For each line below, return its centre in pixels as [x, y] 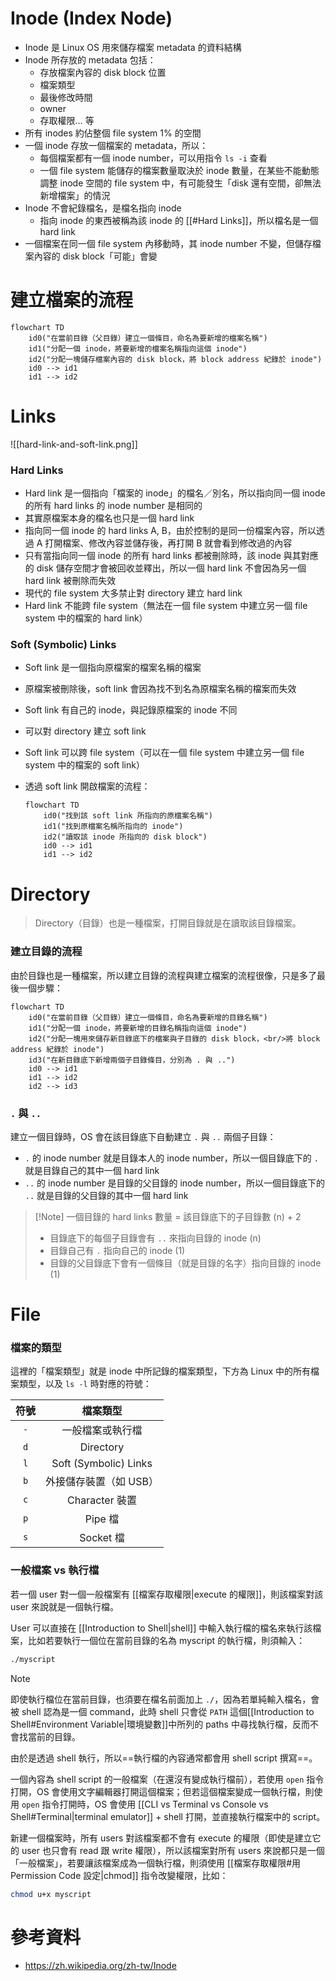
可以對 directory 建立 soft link [85, 731]
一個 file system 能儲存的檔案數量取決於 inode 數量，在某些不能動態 [179, 170]
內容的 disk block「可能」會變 [95, 256]
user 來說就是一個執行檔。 [65, 1606]
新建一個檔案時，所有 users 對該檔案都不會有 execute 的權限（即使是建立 [161, 1838]
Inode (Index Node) [91, 18]
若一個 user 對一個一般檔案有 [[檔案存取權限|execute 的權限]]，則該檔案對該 [167, 1594]
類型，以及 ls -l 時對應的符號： [85, 1384]
